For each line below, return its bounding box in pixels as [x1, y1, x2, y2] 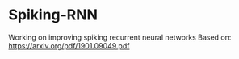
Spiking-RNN [8, 6, 99, 24]
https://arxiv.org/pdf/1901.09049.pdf [8, 40, 130, 50]
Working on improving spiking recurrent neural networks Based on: [8, 32, 232, 42]
